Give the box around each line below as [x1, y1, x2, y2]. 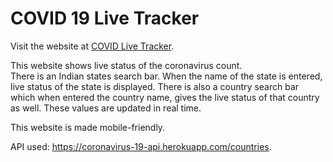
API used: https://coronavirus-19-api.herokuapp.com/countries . [10, 140, 272, 152]
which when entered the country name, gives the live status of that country [10, 91, 320, 103]
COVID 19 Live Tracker [10, 7, 200, 30]
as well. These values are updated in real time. [10, 102, 202, 114]
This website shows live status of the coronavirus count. [10, 59, 243, 71]
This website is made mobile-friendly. [10, 121, 166, 133]
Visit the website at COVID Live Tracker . [10, 40, 175, 52]
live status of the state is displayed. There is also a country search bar [10, 80, 300, 92]
